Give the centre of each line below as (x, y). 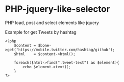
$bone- (45, 45)
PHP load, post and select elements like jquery (52, 23)
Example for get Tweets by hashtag (41, 32)
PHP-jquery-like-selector (58, 9)
